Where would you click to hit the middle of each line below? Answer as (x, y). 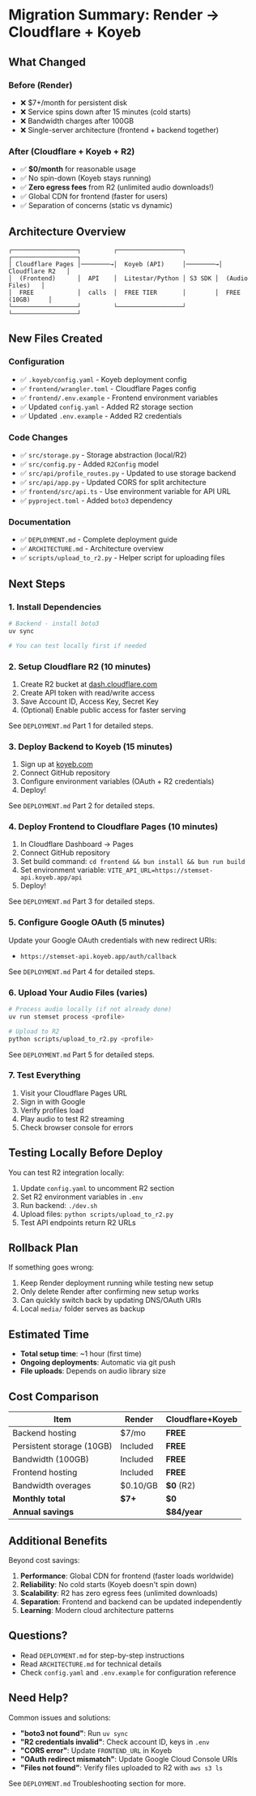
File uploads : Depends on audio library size (93, 1371)
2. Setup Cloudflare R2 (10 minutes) (80, 666)
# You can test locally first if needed (78, 645)
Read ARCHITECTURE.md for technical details (91, 1664)
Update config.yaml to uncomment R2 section (97, 1188)
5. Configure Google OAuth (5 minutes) (87, 922)
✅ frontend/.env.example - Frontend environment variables (119, 398)
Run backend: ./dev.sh (59, 1205)
